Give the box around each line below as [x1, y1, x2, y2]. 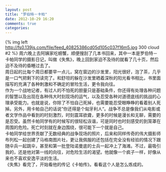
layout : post [5, 7, 32, 12]
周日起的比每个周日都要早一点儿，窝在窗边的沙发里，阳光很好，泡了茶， [5, 69, 152, 75]
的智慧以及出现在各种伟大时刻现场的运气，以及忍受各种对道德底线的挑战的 [5, 93, 157, 99]
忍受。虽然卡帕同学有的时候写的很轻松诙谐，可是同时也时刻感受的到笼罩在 [9, 118, 161, 124]
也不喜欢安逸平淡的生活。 [9, 155, 62, 161]
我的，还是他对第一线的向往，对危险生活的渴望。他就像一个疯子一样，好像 [5, 149, 157, 155]
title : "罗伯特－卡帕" [5, 12, 47, 17]
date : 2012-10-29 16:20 [5, 16, 54, 21]
